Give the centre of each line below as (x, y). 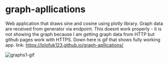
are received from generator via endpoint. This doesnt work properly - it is (83, 28)
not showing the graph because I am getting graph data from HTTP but (80, 34)
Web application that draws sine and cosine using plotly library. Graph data (84, 23)
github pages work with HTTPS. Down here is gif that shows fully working (83, 40)
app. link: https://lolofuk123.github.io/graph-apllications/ (64, 45)
